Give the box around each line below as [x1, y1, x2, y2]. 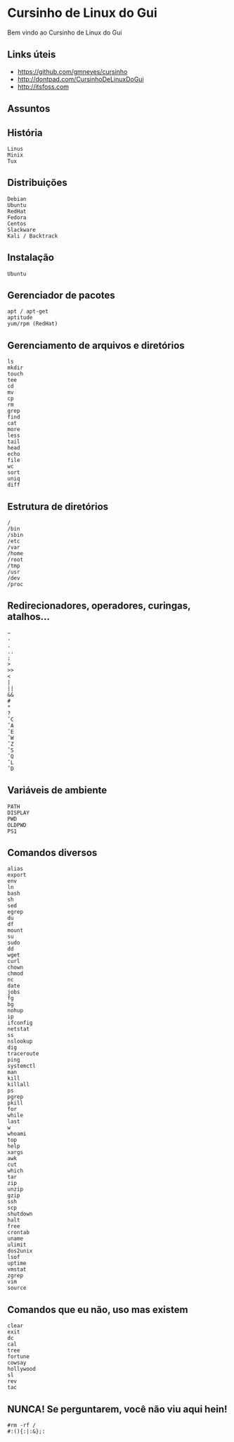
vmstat [7, 1266, 27, 1273]
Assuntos [7, 103, 51, 115]
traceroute [7, 1050, 39, 1057]
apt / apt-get [7, 308, 49, 315]
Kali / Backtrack [7, 232, 58, 240]
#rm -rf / [7, 1422, 37, 1429]
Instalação [7, 251, 55, 263]
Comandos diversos [7, 847, 98, 859]
